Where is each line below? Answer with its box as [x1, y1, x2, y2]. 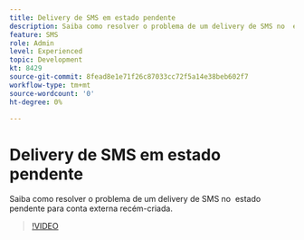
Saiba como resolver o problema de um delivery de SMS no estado [9, 194, 261, 205]
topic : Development [9, 55, 83, 64]
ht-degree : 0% [9, 97, 63, 107]
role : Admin [9, 38, 54, 48]
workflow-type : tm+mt [9, 81, 91, 90]
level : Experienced [9, 47, 83, 56]
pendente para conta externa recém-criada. [9, 203, 174, 214]
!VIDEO [31, 221, 59, 232]
